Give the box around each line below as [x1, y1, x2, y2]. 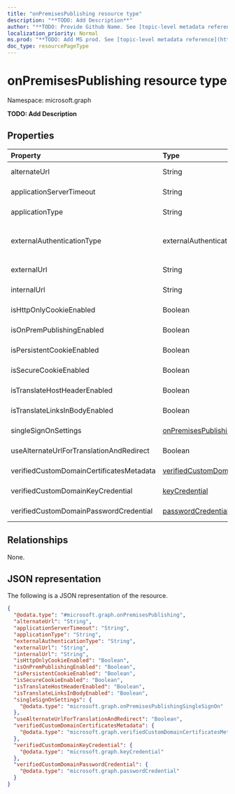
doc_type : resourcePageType [7, 43, 90, 50]
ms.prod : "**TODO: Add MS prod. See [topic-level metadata [7, 36, 183, 43]
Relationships [7, 534, 69, 546]
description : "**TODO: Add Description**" [7, 17, 133, 24]
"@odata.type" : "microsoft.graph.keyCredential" [20, 748, 164, 756]
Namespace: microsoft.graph [7, 96, 92, 104]
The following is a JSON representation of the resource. [7, 592, 168, 600]
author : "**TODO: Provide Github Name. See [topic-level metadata [7, 23, 205, 30]
